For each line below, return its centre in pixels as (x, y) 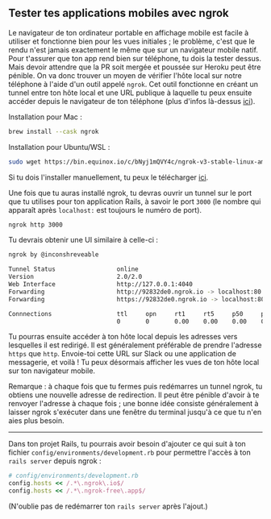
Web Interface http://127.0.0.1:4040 (101, 284)
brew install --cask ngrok (54, 131)
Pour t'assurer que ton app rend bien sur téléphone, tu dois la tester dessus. (135, 58)
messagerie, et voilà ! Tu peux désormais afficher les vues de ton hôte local (134, 363)
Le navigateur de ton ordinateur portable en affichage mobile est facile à (129, 32)
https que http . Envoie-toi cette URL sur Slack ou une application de (122, 354)
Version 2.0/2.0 (75, 277)
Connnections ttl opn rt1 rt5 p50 (126, 313)
